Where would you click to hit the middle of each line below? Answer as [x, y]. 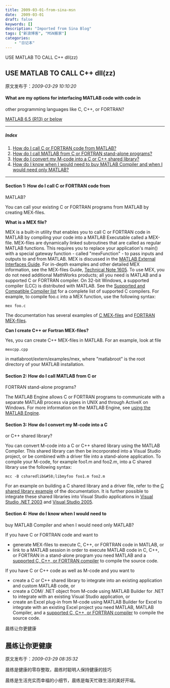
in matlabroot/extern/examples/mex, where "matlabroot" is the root [75, 359]
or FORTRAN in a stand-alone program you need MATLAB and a [79, 555]
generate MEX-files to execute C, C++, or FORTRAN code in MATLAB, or [88, 544]
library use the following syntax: [38, 467]
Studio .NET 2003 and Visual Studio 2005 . [49, 502]
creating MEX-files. [25, 212]
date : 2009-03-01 [25, 15]
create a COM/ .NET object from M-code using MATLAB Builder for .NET [88, 591]
